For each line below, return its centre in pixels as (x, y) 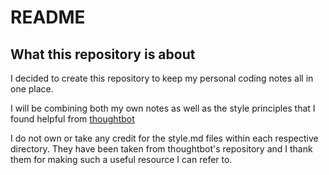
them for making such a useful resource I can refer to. (121, 159)
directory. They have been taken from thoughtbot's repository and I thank (161, 149)
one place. (32, 89)
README (48, 17)
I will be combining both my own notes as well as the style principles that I (163, 108)
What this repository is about (103, 54)
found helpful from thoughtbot (72, 119)
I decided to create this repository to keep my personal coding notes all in (162, 78)
